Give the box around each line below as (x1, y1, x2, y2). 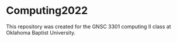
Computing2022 (6, 4, 88, 17)
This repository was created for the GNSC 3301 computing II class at (6, 23, 171, 30)
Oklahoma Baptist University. (6, 29, 76, 36)
